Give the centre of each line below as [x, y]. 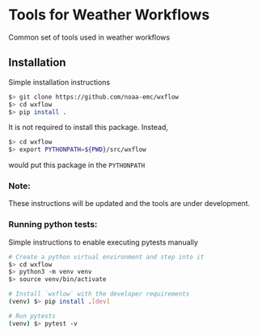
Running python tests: [53, 225]
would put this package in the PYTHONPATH [77, 165]
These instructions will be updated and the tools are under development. [129, 204]
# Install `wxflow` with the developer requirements [99, 294]
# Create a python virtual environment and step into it [106, 257]
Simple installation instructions [59, 82]
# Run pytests [32, 316]
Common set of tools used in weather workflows [89, 37]
